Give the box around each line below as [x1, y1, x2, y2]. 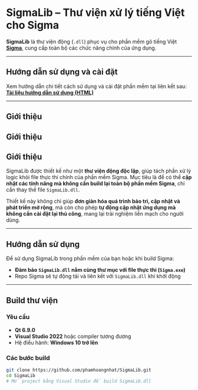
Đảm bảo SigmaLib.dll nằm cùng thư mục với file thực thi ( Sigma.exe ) [14, 266, 186, 274]
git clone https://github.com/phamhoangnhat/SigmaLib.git [6, 367, 151, 373]
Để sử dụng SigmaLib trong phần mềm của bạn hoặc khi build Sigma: [6, 255, 174, 262]
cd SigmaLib [6, 373, 35, 379]
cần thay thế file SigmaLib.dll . [6, 186, 80, 193]
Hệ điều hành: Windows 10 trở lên [14, 339, 98, 346]
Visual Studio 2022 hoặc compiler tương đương [14, 333, 131, 340]
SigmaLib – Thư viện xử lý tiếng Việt [6, 6, 185, 19]
